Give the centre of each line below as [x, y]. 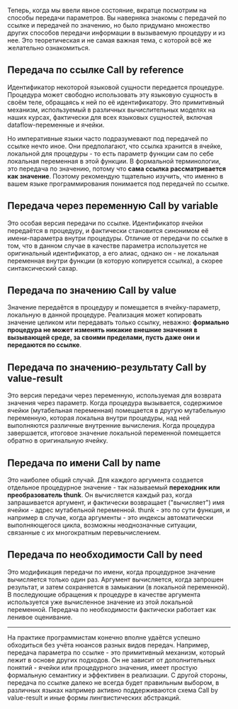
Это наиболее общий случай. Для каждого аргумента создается [106, 480]
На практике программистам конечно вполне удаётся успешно [104, 637]
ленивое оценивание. [40, 617]
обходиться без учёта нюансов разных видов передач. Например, [109, 645]
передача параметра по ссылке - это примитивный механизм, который [116, 652]
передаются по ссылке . [44, 345]
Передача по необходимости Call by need [105, 555]
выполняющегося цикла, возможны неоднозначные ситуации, [102, 525]
